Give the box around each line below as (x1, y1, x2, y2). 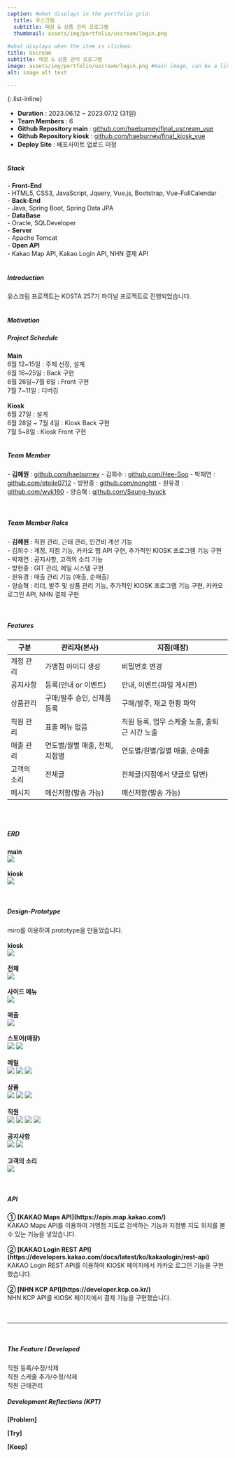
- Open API (7, 241, 40, 250)
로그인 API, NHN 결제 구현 (7, 590, 79, 598)
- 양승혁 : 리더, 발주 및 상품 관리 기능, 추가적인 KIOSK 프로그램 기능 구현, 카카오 (7, 581, 224, 589)
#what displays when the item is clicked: (7, 43, 133, 50)
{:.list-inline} (7, 94, 43, 102)
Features (7, 622, 34, 630)
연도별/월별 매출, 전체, (45, 740, 113, 750)
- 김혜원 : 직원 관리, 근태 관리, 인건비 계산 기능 (7, 537, 133, 546)
